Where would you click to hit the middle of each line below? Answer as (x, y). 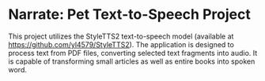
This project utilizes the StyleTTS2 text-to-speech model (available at (121, 36)
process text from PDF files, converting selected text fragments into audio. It (133, 53)
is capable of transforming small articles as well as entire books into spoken (132, 61)
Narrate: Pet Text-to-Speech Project (129, 15)
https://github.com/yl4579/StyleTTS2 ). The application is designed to (121, 44)
